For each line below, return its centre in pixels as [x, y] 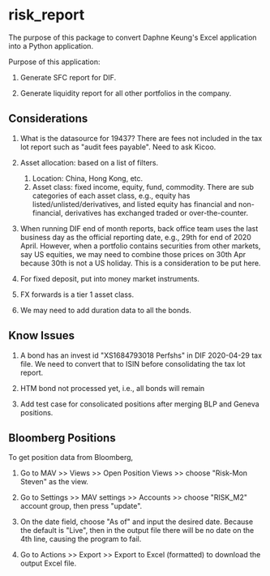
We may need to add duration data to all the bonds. [106, 310]
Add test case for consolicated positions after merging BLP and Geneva [139, 404]
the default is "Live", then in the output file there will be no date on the [137, 531]
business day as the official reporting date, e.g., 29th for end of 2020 [135, 237]
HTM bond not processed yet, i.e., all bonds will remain [112, 388]
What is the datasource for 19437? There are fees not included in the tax [141, 138]
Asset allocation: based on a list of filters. [89, 162]
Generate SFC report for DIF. [68, 77]
